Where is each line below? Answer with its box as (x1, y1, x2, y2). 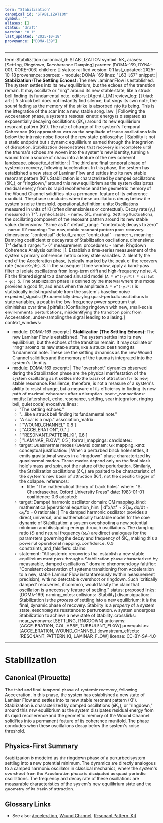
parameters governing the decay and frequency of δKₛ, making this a (19, 535, 158, 541)
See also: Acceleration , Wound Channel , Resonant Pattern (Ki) (12, 813, 137, 819)
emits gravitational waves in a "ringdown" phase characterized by (19, 452, 151, 459)
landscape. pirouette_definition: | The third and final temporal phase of (5, 160, 146, 165)
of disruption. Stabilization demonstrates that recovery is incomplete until (5, 144, 151, 150)
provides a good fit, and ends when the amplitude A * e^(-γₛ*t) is (5, 283, 138, 289)
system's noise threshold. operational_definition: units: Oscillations (5, 201, 138, 207)
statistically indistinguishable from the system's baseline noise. (5, 288, 131, 294)
